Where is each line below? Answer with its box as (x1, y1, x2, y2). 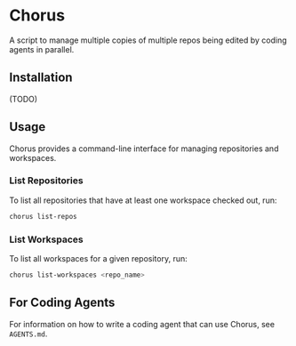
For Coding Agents (9, 295, 116, 310)
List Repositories (9, 174, 84, 187)
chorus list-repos (9, 212, 77, 221)
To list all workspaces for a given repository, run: (9, 253, 188, 264)
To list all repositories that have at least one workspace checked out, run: (9, 195, 277, 205)
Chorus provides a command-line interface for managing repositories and (9, 143, 279, 154)
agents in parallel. (9, 44, 75, 54)
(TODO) (9, 93, 38, 104)
